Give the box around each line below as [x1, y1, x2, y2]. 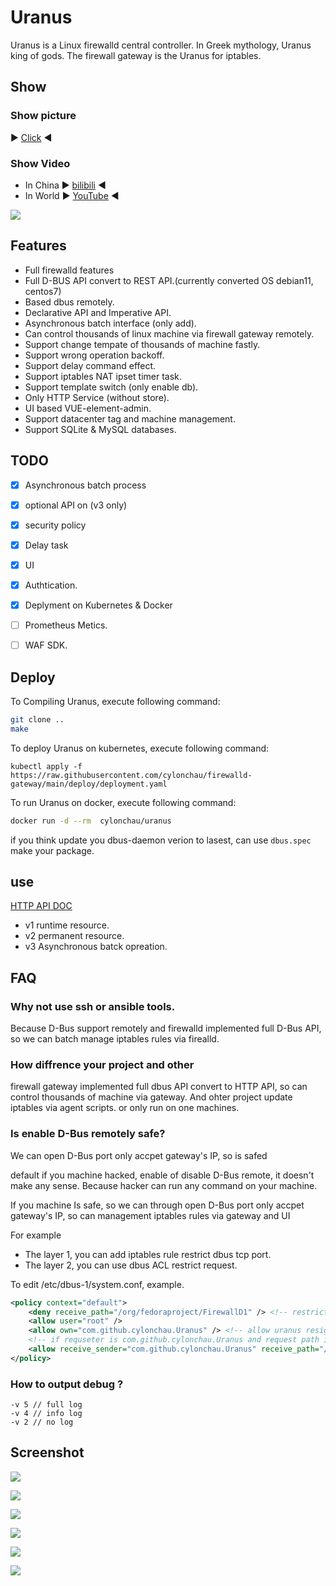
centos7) [24, 285, 62, 297]
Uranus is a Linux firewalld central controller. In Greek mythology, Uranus [10, 39, 312, 51]
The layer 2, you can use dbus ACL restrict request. [24, 1259, 238, 1271]
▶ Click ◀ [10, 131, 53, 143]
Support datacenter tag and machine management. [24, 412, 236, 425]
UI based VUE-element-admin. [24, 402, 152, 414]
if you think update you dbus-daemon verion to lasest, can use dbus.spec [10, 834, 312, 846]
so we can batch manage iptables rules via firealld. [10, 1033, 220, 1045]
